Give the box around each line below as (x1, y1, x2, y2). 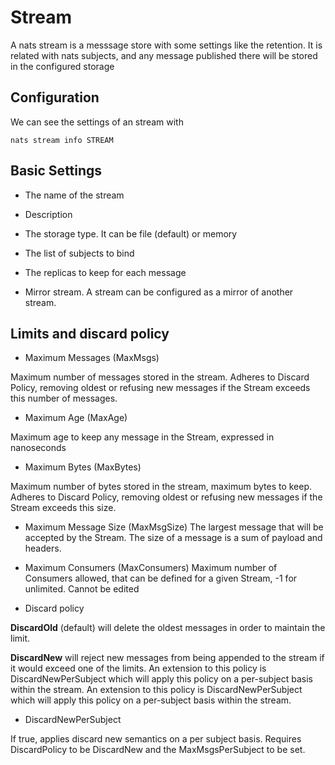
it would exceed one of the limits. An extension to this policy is (10, 662, 267, 675)
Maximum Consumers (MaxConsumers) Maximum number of (24, 562, 278, 574)
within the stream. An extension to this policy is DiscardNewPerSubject (10, 684, 303, 696)
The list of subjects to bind (24, 247, 135, 259)
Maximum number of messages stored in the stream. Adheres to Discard (10, 371, 310, 383)
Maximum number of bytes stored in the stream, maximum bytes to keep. (10, 481, 313, 493)
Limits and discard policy (10, 325, 170, 342)
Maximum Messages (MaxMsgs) (24, 352, 160, 364)
